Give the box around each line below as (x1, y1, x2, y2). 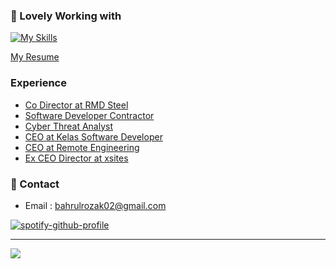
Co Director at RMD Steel (24, 99, 129, 111)
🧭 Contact (10, 177, 60, 191)
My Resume (10, 51, 60, 63)
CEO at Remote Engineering (24, 141, 140, 153)
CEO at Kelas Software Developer (24, 130, 163, 143)
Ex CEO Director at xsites (24, 152, 129, 164)
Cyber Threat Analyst (24, 120, 114, 132)
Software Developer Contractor (24, 109, 155, 121)
